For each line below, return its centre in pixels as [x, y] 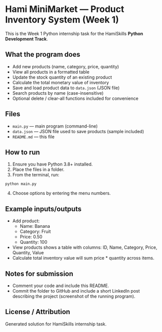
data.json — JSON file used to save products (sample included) [78, 131]
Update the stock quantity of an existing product [62, 77]
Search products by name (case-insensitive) [58, 93]
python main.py [21, 184]
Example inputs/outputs [43, 209]
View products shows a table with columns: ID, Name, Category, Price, [85, 247]
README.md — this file [33, 137]
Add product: [26, 221]
